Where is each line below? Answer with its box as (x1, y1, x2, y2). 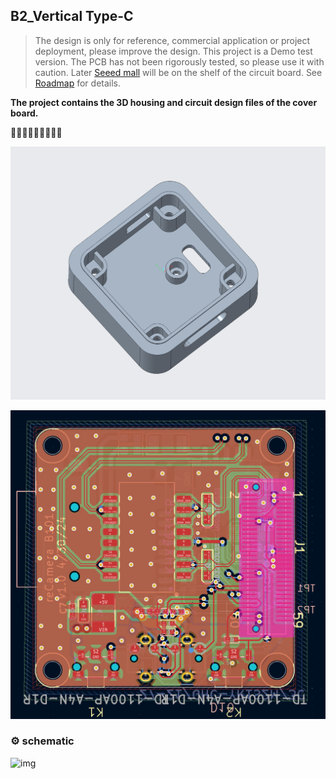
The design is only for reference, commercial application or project (34, 34, 311, 46)
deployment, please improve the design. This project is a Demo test (34, 45, 313, 57)
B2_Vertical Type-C (10, 8, 134, 25)
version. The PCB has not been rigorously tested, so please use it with (34, 55, 325, 68)
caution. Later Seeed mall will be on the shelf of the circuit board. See (34, 66, 323, 78)
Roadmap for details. (34, 77, 122, 89)
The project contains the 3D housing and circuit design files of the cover (10, 96, 318, 108)
